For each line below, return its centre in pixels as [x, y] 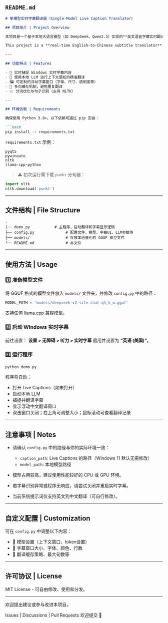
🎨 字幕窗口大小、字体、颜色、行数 [47, 548]
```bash [13, 127]
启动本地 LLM [26, 394]
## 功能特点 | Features [28, 64]
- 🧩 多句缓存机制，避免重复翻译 [34, 86]
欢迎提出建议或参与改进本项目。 [38, 605]
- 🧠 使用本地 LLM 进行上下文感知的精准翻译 [45, 77]
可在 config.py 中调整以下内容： [38, 531]
